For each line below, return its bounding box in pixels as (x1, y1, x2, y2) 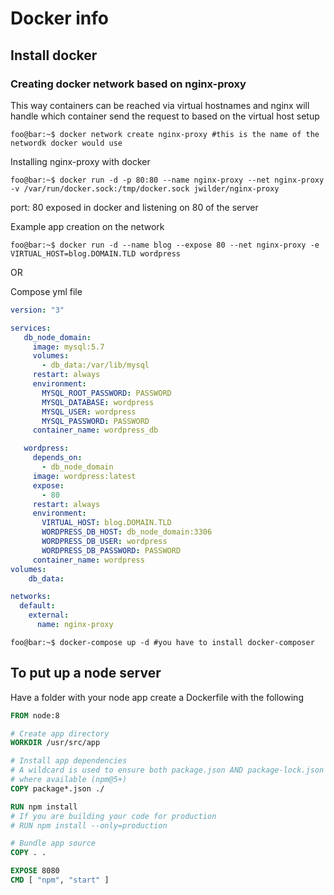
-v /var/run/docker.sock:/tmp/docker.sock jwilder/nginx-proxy (10, 183, 280, 194)
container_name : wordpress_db (32, 425, 159, 436)
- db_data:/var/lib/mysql (41, 360, 150, 371)
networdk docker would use (10, 138, 123, 148)
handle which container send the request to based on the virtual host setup (10, 110, 320, 122)
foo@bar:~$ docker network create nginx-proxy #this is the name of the (10, 129, 320, 139)
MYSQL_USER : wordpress (41, 407, 137, 417)
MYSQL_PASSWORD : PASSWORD (41, 416, 150, 426)
